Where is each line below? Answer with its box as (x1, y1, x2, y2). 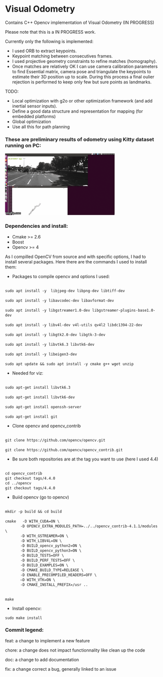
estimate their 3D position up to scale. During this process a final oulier (12, 74, 155, 80)
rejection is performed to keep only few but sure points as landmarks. (12, 79, 152, 85)
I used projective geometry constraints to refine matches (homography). (12, 58, 157, 64)
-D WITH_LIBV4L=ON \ (20, 538, 62, 543)
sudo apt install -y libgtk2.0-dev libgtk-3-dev (5, 332, 106, 337)
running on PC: (5, 142, 41, 149)
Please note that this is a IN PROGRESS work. (5, 29, 96, 35)
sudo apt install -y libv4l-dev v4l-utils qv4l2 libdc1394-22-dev (5, 322, 143, 327)
